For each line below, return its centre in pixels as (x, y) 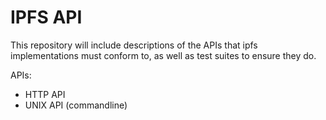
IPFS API (46, 17)
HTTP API (45, 94)
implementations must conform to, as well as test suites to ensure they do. (163, 55)
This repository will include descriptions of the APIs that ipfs (134, 45)
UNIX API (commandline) (76, 105)
